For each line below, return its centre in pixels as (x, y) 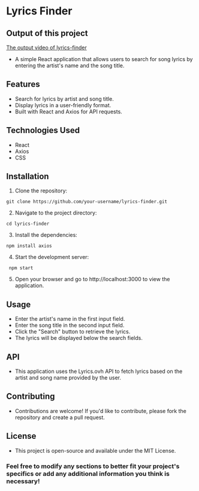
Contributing (31, 397)
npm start (21, 268)
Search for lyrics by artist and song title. (64, 99)
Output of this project (47, 33)
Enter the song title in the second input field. (70, 326)
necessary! (23, 481)
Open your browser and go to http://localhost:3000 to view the (92, 279)
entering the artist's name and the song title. (70, 65)
